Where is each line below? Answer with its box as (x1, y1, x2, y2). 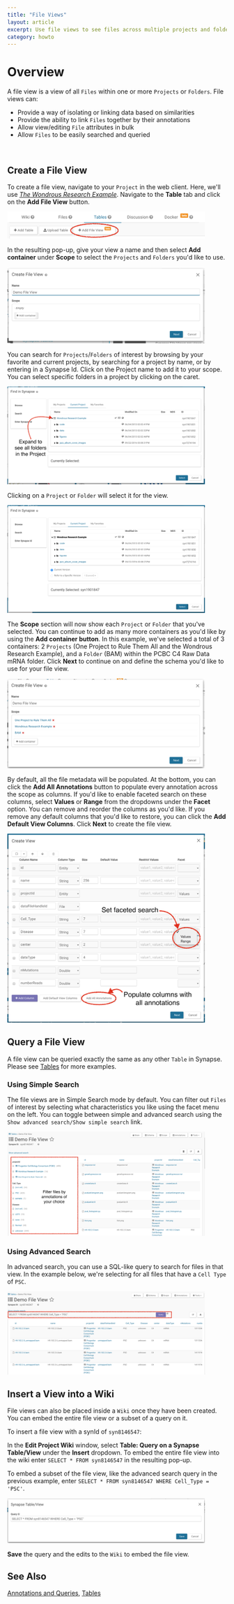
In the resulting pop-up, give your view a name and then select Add (7, 245, 201, 254)
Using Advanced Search (7, 1247, 91, 1256)
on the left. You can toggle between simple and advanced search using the (7, 1111, 222, 1119)
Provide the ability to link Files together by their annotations (17, 116, 191, 124)
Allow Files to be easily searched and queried (17, 131, 150, 139)
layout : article (7, 18, 54, 26)
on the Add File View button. (7, 198, 90, 206)
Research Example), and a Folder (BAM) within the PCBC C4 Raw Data (7, 650, 210, 658)
